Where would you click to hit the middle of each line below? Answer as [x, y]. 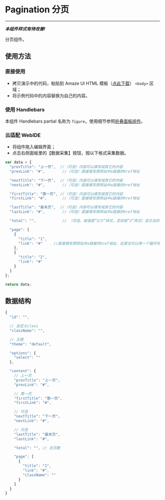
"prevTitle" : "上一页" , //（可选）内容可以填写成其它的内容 [66, 167]
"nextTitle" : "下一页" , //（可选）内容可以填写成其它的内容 [66, 180]
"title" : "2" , [33, 257]
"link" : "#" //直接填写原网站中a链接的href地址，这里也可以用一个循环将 [89, 243]
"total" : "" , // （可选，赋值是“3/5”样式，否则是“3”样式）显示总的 [84, 221]
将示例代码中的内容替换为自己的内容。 [51, 96]
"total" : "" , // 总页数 [37, 448]
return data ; [18, 284]
